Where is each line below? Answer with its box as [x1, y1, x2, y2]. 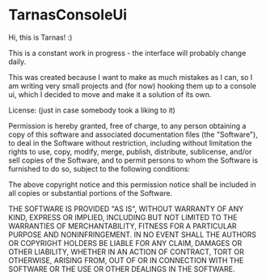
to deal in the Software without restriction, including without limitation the [8, 138, 252, 147]
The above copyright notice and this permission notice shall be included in [8, 180, 256, 189]
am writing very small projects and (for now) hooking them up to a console [8, 81, 257, 91]
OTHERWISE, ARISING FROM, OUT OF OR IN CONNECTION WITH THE [8, 255, 244, 265]
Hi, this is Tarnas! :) [8, 32, 73, 42]
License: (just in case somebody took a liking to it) [8, 105, 176, 115]
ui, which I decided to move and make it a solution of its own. [8, 89, 212, 99]
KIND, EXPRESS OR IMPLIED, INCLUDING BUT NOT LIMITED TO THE [8, 212, 238, 222]
